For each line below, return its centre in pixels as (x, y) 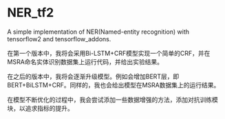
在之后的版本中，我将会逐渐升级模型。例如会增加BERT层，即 (93, 76)
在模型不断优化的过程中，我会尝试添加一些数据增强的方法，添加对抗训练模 (112, 99)
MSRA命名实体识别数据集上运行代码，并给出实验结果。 (85, 62)
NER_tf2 (31, 13)
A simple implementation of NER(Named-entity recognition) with (98, 32)
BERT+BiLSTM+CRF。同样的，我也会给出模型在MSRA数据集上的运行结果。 (114, 85)
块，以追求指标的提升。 (40, 108)
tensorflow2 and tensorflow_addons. (59, 39)
